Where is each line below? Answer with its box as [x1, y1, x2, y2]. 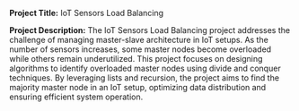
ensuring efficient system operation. [9, 91, 144, 102]
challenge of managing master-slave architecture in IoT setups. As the [9, 35, 269, 45]
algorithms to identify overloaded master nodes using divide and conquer [9, 63, 281, 73]
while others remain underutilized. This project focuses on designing [9, 54, 263, 64]
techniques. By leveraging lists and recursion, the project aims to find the [9, 73, 280, 83]
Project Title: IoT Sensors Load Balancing [9, 8, 164, 18]
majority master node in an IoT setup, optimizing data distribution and [9, 82, 267, 92]
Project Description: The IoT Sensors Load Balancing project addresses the [9, 25, 290, 35]
